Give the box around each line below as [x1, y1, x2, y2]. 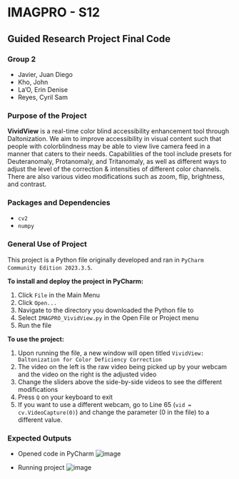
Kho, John [17, 78, 49, 86]
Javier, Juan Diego [17, 70, 73, 78]
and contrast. [7, 180, 47, 189]
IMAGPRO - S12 [7, 4, 101, 21]
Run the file [17, 321, 52, 329]
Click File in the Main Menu [17, 290, 101, 299]
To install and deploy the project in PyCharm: [7, 277, 144, 285]
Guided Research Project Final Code [7, 33, 171, 45]
